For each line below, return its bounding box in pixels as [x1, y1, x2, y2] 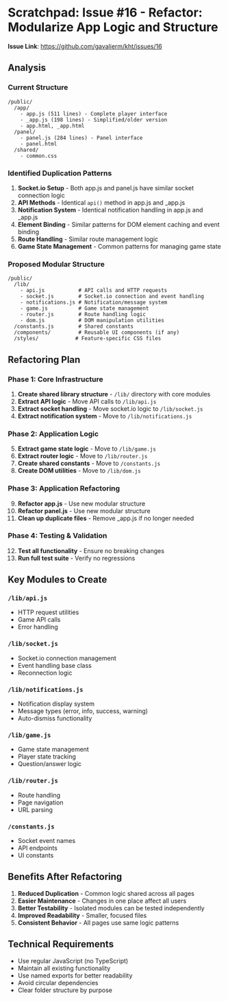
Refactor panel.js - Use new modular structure [17, 506, 151, 515]
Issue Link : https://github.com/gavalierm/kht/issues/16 [8, 42, 163, 50]
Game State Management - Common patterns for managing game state [17, 242, 221, 250]
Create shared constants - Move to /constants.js [17, 459, 161, 468]
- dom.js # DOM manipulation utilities [20, 317, 165, 324]
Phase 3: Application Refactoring [8, 484, 121, 493]
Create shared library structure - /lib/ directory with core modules [17, 390, 211, 398]
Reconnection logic [17, 668, 73, 677]
